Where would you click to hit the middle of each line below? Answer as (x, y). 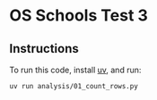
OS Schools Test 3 (78, 16)
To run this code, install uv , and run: (75, 70)
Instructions (44, 49)
